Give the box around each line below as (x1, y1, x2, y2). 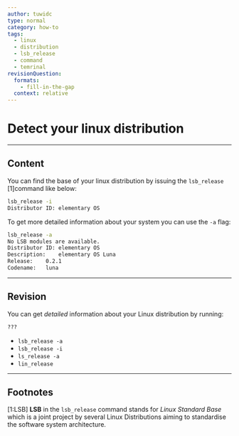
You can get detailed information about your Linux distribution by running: (7, 309, 224, 318)
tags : (7, 30, 23, 38)
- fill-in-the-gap (20, 83, 75, 90)
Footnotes (7, 386, 53, 398)
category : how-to (7, 24, 59, 31)
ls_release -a (17, 353, 60, 360)
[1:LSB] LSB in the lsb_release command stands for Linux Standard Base (7, 405, 222, 414)
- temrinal (14, 63, 46, 71)
